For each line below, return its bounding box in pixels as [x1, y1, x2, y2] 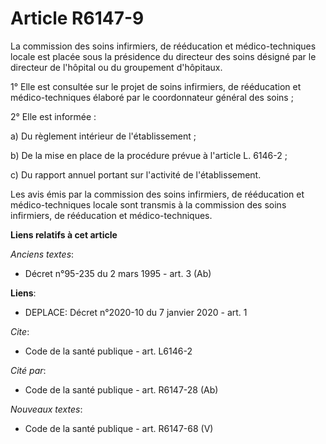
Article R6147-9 [10, 7, 145, 30]
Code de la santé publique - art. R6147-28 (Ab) [24, 383, 219, 396]
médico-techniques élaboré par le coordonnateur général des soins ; [10, 91, 294, 103]
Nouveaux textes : [10, 403, 83, 415]
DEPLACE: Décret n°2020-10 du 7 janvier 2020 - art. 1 [24, 306, 248, 318]
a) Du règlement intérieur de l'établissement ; [10, 130, 197, 142]
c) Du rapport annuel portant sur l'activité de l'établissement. [10, 168, 262, 181]
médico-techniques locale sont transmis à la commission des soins [10, 198, 287, 211]
